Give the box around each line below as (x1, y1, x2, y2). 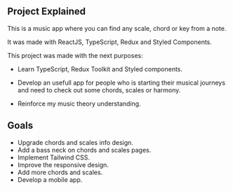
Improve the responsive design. (17, 160, 109, 169)
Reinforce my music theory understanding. (17, 99, 142, 108)
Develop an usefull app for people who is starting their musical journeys (17, 78, 226, 87)
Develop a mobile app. (17, 175, 83, 184)
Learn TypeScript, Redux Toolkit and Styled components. (17, 64, 183, 73)
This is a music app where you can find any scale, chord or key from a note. (7, 24, 227, 32)
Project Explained (7, 6, 86, 17)
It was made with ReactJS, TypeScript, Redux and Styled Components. (7, 38, 213, 46)
